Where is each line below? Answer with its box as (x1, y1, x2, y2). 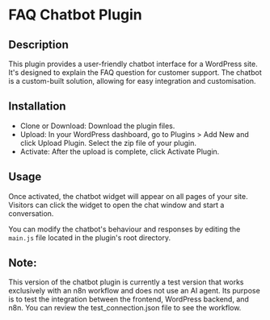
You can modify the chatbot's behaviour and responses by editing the (8, 224, 241, 234)
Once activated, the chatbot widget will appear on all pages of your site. (8, 191, 248, 201)
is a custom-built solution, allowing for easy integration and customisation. (8, 77, 256, 85)
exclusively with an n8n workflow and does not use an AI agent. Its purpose (8, 286, 260, 296)
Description (8, 38, 69, 52)
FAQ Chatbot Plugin (8, 6, 143, 24)
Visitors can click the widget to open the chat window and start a (8, 200, 225, 210)
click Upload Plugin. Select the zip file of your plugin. (19, 138, 196, 148)
